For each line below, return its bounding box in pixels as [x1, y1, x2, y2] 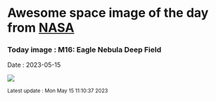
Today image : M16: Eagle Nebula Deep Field [7, 45, 162, 55]
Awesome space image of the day [7, 5, 209, 21]
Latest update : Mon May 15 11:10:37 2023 [7, 88, 108, 95]
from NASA [7, 20, 75, 36]
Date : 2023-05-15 [7, 61, 61, 69]
